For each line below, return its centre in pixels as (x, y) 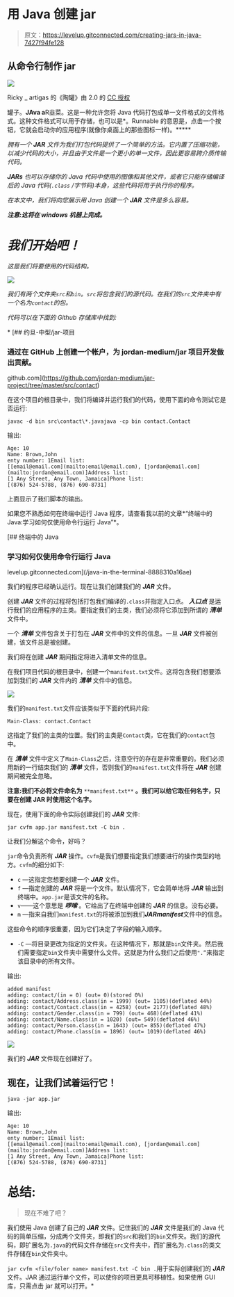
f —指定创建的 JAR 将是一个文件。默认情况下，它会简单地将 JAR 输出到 (120, 888)
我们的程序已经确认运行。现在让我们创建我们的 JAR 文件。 (91, 587)
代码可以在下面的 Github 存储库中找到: (62, 317)
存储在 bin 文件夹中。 (42, 1254)
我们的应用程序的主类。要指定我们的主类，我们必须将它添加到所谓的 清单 (117, 610)
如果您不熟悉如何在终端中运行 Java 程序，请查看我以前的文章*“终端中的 (110, 513)
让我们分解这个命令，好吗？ (47, 841)
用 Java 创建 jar (52, 14)
